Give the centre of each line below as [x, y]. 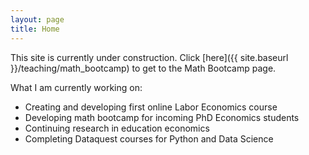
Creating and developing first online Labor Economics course [151, 107]
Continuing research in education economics [117, 128]
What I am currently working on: [76, 87]
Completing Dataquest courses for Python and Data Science [149, 138]
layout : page [37, 19]
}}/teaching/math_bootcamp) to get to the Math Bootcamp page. [143, 68]
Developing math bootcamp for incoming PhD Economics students [162, 117]
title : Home [35, 29]
